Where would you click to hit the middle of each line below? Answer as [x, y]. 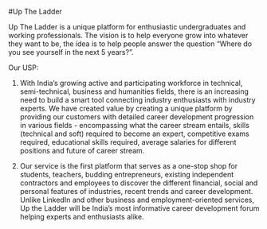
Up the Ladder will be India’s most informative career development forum [139, 208]
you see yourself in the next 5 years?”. [71, 52]
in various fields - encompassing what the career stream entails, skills [134, 125]
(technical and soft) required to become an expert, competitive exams [134, 134]
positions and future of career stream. [82, 151]
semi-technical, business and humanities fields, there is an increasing [134, 91]
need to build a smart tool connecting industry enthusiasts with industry [138, 100]
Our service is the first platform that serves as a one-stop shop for [129, 166]
